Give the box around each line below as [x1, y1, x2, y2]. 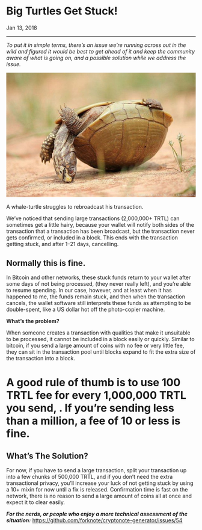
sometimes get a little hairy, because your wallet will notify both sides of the [6, 221, 194, 229]
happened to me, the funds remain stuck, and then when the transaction [6, 293, 185, 300]
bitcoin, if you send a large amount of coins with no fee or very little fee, [6, 342, 185, 350]
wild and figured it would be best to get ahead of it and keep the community [6, 48, 195, 55]
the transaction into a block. [6, 355, 76, 362]
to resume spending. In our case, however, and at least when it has [6, 287, 173, 294]
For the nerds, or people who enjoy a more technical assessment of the [6, 510, 188, 518]
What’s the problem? [6, 318, 60, 325]
